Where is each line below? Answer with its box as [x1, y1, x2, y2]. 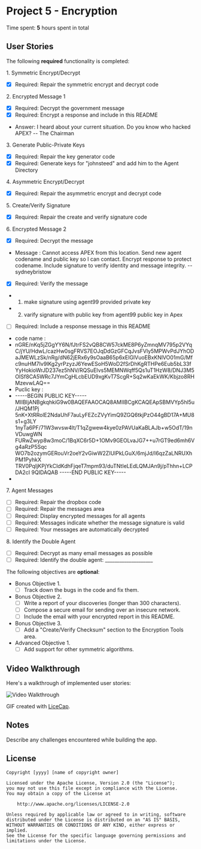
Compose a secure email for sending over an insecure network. [23, 606, 181, 613]
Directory [14, 166, 38, 174]
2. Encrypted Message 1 [6, 93, 66, 100]
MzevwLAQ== [14, 380, 51, 387]
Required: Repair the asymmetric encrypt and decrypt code [14, 190, 162, 197]
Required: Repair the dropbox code [14, 499, 102, 506]
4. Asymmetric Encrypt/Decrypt [6, 178, 85, 186]
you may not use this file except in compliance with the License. [6, 785, 178, 791]
